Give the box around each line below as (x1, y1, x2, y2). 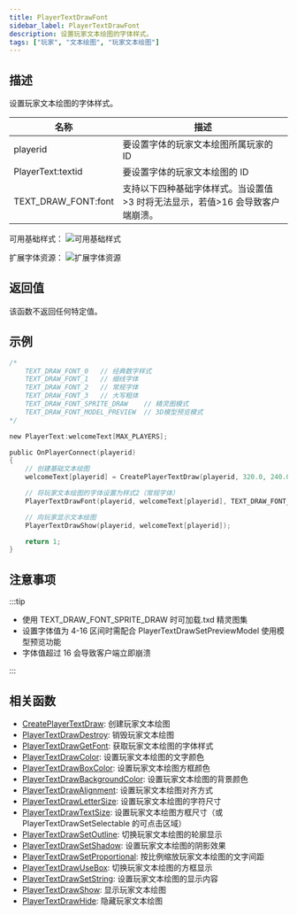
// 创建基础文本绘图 (25, 464, 90, 474)
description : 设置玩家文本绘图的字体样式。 (9, 29, 153, 38)
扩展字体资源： (9, 252, 64, 263)
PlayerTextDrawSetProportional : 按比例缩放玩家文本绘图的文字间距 (21, 851, 265, 862)
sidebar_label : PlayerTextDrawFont (9, 21, 141, 30)
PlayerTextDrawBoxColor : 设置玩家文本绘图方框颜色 (21, 763, 210, 773)
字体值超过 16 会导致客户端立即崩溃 (21, 647, 152, 658)
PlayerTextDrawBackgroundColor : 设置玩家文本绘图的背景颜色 (21, 773, 249, 784)
